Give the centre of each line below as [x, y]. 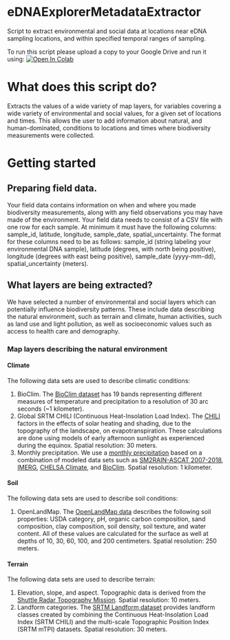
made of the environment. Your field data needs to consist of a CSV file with [115, 219]
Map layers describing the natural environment [87, 349]
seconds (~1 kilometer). [51, 409]
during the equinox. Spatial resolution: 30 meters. [87, 445]
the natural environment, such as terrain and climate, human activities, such [115, 316]
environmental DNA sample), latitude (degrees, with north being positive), [112, 249]
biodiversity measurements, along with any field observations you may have [115, 212]
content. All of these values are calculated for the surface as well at [113, 534]
